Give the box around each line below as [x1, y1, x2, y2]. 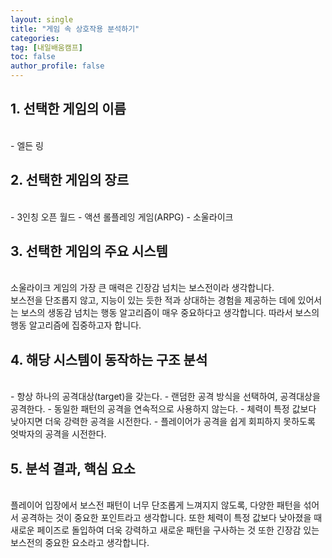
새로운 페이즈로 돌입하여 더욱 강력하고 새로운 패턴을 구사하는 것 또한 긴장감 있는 [10, 524, 320, 536]
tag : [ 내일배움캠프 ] [10, 42, 83, 53]
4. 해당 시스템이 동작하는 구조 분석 [10, 351, 208, 368]
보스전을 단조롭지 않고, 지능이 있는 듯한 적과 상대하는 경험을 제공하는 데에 [10, 294, 296, 306]
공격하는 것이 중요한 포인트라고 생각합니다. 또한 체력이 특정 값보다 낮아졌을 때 [20, 512, 323, 524]
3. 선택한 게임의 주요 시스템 [10, 243, 168, 260]
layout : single [10, 14, 74, 25]
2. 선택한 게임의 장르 [10, 172, 130, 189]
